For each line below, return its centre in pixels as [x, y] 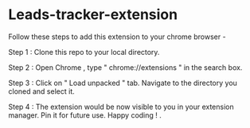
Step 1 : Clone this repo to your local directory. [84, 52]
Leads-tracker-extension [93, 15]
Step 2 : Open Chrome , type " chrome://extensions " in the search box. [125, 67]
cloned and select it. [41, 91]
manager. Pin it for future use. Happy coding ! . [85, 115]
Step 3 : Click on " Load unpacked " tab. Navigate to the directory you [123, 83]
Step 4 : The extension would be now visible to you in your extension [121, 107]
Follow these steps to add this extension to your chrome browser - [117, 37]
